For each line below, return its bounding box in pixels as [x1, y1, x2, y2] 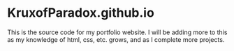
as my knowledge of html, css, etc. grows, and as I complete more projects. [7, 35, 225, 43]
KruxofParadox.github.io [7, 5, 155, 21]
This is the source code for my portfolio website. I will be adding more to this [7, 28, 228, 36]
